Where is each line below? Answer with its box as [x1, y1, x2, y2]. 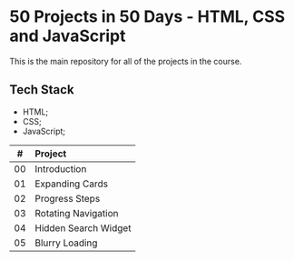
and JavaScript [9, 25, 126, 46]
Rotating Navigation [34, 206, 119, 219]
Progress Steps [34, 192, 101, 205]
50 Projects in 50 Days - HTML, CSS [9, 6, 286, 27]
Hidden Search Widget [34, 221, 132, 234]
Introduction [34, 162, 87, 175]
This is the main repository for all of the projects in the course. [9, 55, 242, 66]
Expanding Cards [34, 177, 109, 190]
